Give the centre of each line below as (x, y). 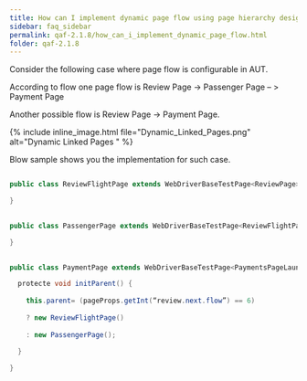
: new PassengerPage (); (71, 334)
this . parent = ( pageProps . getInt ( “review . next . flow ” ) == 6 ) (141, 301)
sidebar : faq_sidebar (51, 26)
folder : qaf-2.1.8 (44, 43)
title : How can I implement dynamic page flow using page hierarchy (143, 18)
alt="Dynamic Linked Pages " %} (72, 142)
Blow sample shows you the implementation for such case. (120, 160)
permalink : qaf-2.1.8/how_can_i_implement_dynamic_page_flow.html (138, 35)
